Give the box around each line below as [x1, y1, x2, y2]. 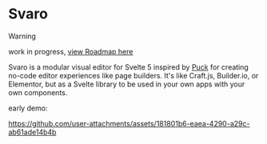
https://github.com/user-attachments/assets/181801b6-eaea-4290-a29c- [8, 118, 250, 128]
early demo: [8, 103, 48, 113]
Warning [8, 31, 36, 41]
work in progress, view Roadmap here [8, 46, 133, 56]
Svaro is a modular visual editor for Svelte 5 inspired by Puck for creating [8, 62, 249, 72]
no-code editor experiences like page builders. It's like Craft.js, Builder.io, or [8, 70, 259, 80]
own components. [8, 87, 68, 97]
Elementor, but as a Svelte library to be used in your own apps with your [8, 79, 245, 89]
